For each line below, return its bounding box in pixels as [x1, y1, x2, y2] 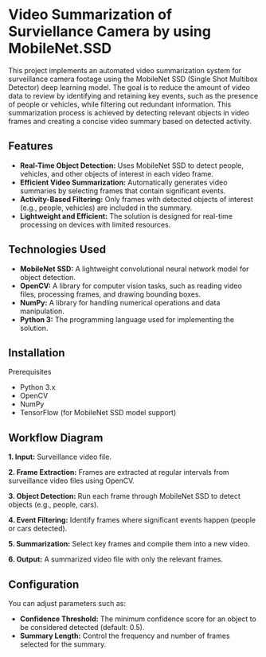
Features [8, 139, 53, 153]
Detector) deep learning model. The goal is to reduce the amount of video [8, 82, 251, 92]
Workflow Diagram [8, 431, 104, 445]
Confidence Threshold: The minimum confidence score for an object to [19, 614, 256, 624]
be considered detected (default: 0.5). [19, 623, 145, 632]
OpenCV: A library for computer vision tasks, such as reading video [19, 281, 243, 290]
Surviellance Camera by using [8, 22, 211, 41]
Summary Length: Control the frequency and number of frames [19, 631, 230, 640]
